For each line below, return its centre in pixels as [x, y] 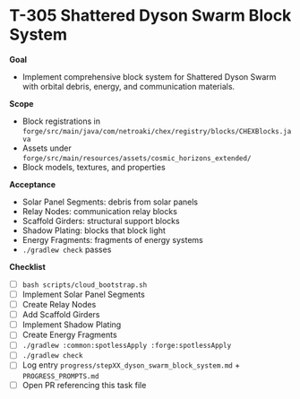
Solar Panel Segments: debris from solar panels [110, 202]
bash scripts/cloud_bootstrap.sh [85, 285]
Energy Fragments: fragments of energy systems [112, 239]
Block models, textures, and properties [94, 167]
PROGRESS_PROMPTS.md [60, 376]
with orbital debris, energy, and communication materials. [129, 86]
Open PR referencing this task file [84, 385]
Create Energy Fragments [70, 335]
